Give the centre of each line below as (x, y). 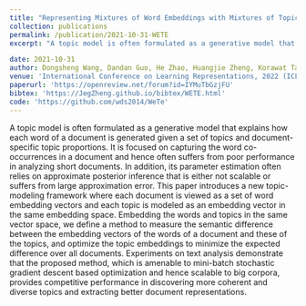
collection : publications (58, 26)
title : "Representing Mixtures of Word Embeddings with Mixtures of (142, 18)
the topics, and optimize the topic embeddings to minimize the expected (145, 243)
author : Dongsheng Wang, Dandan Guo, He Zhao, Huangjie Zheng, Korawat (148, 68)
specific (25, 147)
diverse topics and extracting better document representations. (128, 291)
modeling (27, 195)
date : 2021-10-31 (42, 60)
